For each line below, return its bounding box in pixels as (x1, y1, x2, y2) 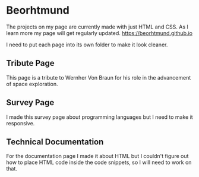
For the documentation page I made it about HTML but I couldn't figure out (6, 153, 189, 160)
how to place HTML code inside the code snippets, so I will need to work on (6, 159, 192, 166)
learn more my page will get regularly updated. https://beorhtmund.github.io (6, 29, 193, 36)
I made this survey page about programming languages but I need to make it (6, 113, 193, 121)
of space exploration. (6, 80, 58, 87)
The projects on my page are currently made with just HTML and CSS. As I (6, 23, 189, 30)
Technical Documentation (6, 137, 104, 147)
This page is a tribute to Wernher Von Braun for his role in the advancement (6, 74, 191, 81)
